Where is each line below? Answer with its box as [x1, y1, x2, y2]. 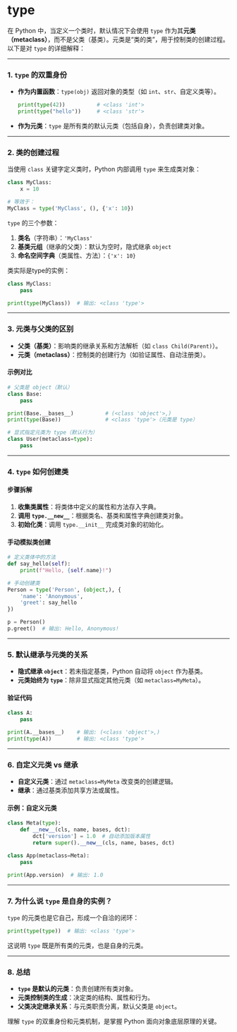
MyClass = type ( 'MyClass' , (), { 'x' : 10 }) [7, 205, 134, 212]
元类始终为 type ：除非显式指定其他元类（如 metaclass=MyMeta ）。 [17, 676, 205, 684]
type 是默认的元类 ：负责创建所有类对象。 [17, 985, 138, 993]
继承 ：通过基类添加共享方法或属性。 [17, 786, 123, 795]
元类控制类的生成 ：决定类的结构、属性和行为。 [17, 993, 154, 1002]
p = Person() [7, 619, 46, 626]
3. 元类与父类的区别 [7, 324, 74, 334]
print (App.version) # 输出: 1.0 [7, 871, 104, 878]
